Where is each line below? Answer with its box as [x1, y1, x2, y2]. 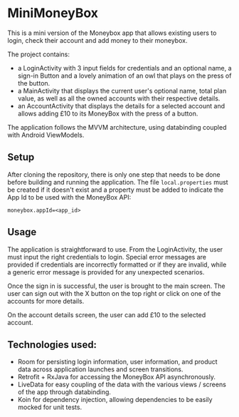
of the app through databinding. [17, 388, 112, 396]
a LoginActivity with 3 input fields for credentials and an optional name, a [17, 63, 233, 72]
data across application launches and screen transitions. [17, 365, 184, 374]
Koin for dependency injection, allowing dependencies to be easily [17, 396, 213, 404]
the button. [17, 78, 51, 87]
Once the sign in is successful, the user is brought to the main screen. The [7, 282, 225, 290]
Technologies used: [7, 339, 97, 351]
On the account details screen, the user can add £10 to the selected [7, 310, 206, 319]
